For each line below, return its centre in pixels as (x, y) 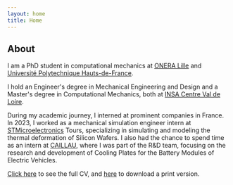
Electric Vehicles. (32, 160)
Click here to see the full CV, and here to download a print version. (103, 174)
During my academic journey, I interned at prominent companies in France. (116, 115)
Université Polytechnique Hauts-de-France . (70, 73)
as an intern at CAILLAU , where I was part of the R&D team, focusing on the (117, 146)
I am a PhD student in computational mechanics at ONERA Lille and (105, 66)
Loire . (15, 102)
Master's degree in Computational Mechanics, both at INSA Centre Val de (114, 94)
